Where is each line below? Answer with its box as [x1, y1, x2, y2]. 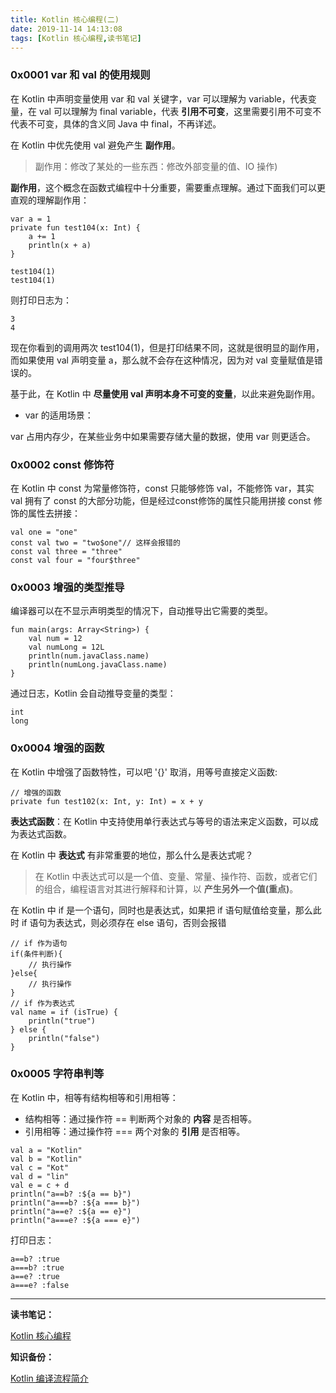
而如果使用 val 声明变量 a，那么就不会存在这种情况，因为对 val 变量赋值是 [10, 354, 315, 366]
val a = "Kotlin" [10, 1145, 83, 1155]
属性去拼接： [27, 507, 81, 519]
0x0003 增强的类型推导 [10, 580, 125, 594]
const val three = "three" [10, 546, 123, 556]
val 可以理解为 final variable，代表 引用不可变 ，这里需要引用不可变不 [38, 105, 322, 117]
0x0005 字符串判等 [10, 1067, 105, 1081]
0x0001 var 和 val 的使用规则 [10, 68, 151, 82]
